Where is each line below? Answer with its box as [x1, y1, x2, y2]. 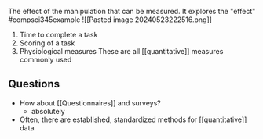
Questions [8, 77, 60, 91]
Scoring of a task [19, 38, 75, 48]
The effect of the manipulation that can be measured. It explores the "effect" [8, 7, 256, 16]
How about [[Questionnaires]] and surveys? [19, 98, 161, 108]
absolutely [31, 106, 65, 116]
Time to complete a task [19, 30, 98, 39]
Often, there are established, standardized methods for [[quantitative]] [19, 115, 247, 124]
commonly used [19, 55, 72, 64]
